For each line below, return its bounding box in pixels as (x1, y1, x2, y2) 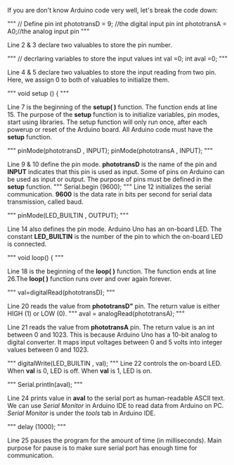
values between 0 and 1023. (7, 345, 89, 354)
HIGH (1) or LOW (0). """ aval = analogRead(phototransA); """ (7, 309, 185, 318)
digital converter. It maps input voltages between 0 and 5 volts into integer (7, 338, 223, 346)
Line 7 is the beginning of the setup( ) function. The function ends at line (7, 103, 218, 111)
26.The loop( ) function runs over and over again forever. (7, 275, 172, 283)
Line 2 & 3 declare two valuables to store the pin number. (7, 41, 173, 49)
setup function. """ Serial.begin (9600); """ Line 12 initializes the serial (7, 182, 211, 191)
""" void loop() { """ (7, 254, 64, 261)
